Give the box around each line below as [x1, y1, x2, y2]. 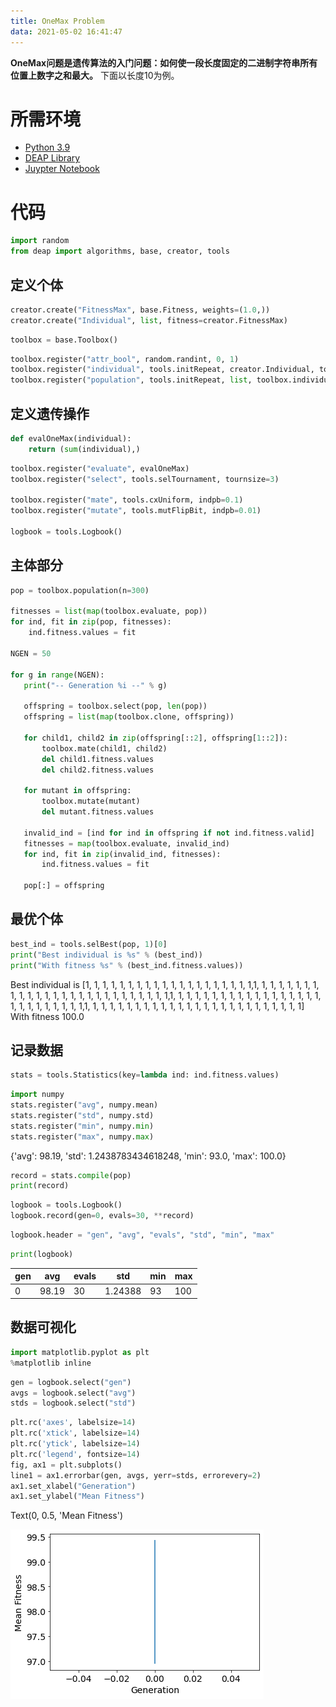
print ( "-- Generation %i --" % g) [23, 680, 168, 690]
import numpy [10, 1090, 65, 1100]
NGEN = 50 [10, 648, 52, 659]
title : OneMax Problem [10, 16, 105, 26]
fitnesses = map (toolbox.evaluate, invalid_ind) [23, 838, 230, 849]
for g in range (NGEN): [10, 670, 105, 680]
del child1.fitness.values [41, 754, 155, 764]
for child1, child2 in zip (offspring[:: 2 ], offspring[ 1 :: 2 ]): [23, 733, 288, 743]
